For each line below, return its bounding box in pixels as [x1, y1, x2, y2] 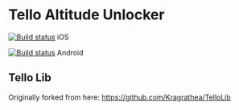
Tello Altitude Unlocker [8, 6, 165, 24]
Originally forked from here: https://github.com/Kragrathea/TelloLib [8, 92, 231, 102]
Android [56, 47, 84, 57]
